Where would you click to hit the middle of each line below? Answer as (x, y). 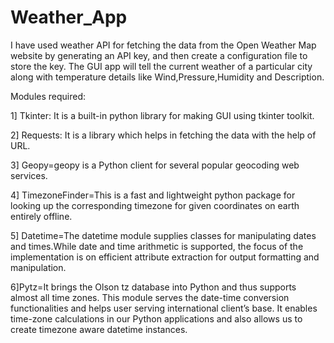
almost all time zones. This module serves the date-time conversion (150, 297)
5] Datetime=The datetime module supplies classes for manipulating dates (163, 235)
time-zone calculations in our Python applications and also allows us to (156, 318)
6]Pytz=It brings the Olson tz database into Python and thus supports (153, 287)
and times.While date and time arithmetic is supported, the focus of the (157, 246)
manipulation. (38, 267)
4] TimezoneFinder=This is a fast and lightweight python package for (153, 195)
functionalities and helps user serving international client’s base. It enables (164, 308)
